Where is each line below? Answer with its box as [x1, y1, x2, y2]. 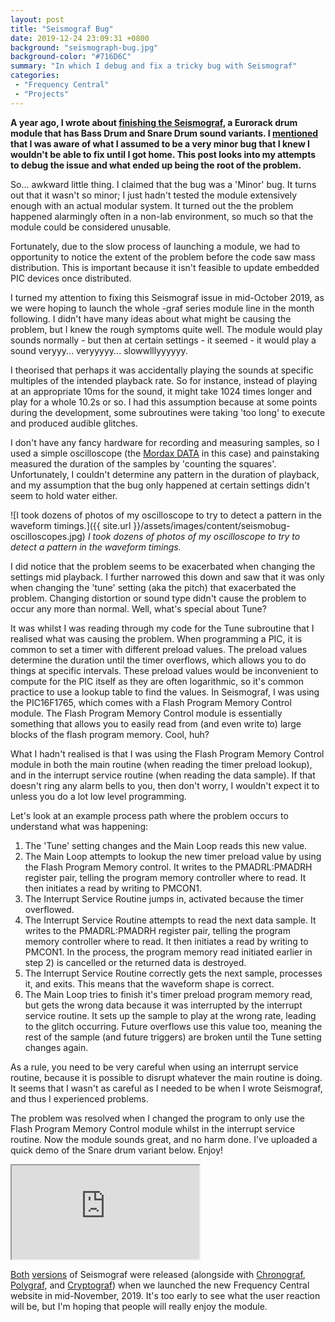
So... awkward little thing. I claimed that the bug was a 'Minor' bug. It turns [10, 178, 317, 190]
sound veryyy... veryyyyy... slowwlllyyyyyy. [10, 344, 188, 356]
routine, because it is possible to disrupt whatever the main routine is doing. [10, 1071, 323, 1083]
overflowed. [24, 903, 75, 915]
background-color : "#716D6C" [10, 52, 132, 62]
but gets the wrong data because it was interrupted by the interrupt [24, 999, 303, 1011]
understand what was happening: [10, 820, 148, 832]
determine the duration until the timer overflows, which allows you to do [10, 654, 307, 666]
